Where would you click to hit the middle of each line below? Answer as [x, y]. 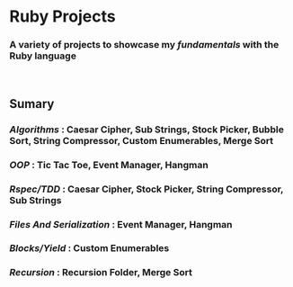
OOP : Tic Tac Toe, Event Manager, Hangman [109, 165]
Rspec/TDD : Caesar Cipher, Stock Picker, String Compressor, [146, 189]
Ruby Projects [62, 17]
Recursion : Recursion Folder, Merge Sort [101, 273]
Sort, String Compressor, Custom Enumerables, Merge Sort [142, 140]
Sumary [32, 104]
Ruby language [43, 56]
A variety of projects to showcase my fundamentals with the [144, 45]
